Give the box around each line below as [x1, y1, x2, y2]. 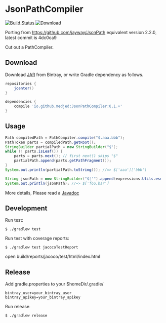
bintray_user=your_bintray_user [5, 290, 72, 296]
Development [5, 204, 48, 212]
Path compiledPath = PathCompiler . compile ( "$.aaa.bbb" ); [5, 135, 125, 140]
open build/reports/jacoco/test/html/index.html [5, 253, 100, 260]
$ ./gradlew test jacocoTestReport [5, 245, 79, 250]
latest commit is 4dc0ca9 [5, 35, 57, 40]
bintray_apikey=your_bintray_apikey [5, 295, 81, 300]
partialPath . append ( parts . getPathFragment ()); [14, 158, 112, 163]
